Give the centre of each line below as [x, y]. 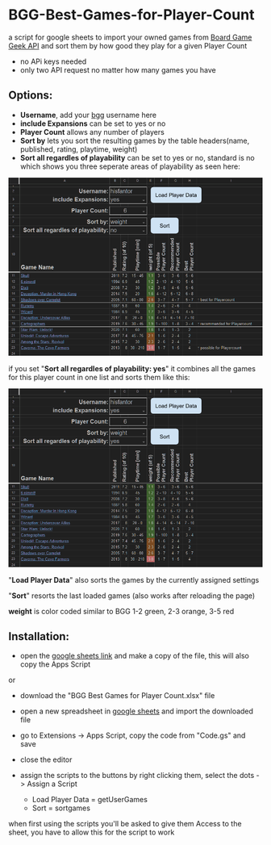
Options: [31, 96]
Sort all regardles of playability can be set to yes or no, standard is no [138, 157]
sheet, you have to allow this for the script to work [92, 832]
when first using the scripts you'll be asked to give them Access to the [125, 824]
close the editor [46, 759]
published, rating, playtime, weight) [79, 149]
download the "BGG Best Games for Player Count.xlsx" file [117, 696]
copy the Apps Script [55, 664]
